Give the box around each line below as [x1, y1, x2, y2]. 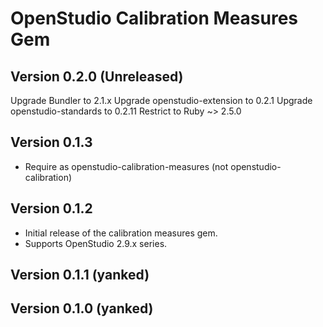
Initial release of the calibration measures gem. [24, 227, 218, 239]
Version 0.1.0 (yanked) [10, 300, 154, 317]
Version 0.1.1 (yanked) [10, 267, 150, 284]
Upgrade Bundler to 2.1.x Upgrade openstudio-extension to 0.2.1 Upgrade [10, 95, 313, 106]
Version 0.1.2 [10, 200, 93, 217]
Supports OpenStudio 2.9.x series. [24, 237, 168, 249]
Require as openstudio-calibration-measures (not [24, 160, 229, 172]
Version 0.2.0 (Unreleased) [10, 68, 184, 85]
